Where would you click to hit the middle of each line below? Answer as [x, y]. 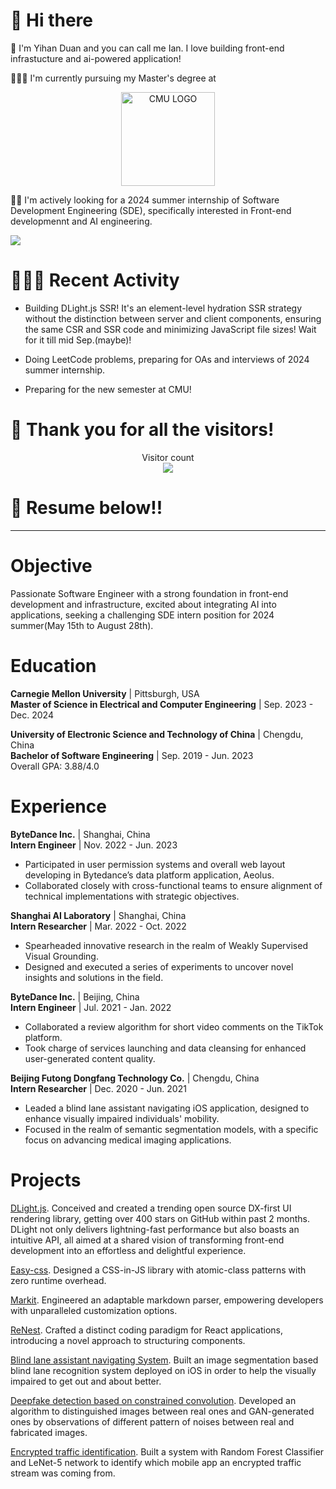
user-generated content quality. [90, 1058]
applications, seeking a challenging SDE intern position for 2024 [142, 615]
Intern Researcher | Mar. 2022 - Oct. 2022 [98, 926]
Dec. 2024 [32, 715]
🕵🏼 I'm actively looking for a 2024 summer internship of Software [145, 200]
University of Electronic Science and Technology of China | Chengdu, [157, 734]
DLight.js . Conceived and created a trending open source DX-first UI [151, 1208]
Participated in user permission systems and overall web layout [155, 864]
